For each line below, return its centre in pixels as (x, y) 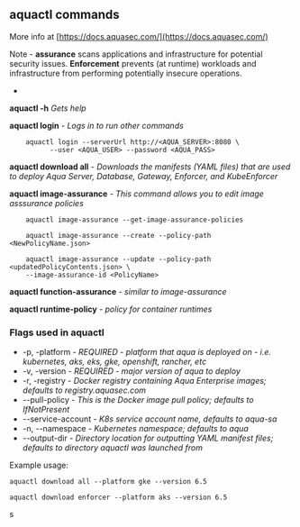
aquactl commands (64, 15)
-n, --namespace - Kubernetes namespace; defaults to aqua (136, 429)
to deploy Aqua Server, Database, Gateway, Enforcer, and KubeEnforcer (144, 176)
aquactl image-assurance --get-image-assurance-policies (135, 220)
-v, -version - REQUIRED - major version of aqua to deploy (131, 371)
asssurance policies (46, 203)
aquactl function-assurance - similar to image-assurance (118, 291)
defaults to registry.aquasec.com (84, 390)
